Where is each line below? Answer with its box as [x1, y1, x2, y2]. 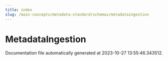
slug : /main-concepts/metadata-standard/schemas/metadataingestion [5, 12, 149, 17]
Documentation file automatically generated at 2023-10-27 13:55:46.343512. [5, 50, 163, 56]
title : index [5, 7, 33, 12]
